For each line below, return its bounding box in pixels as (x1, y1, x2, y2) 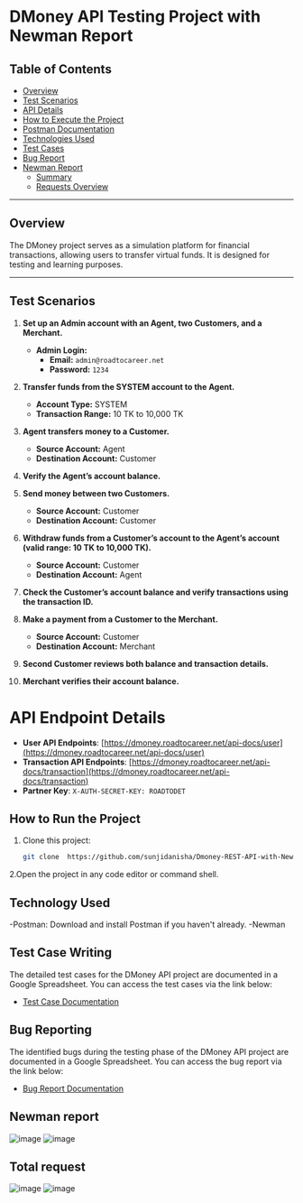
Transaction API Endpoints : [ (22, 756, 133, 767)
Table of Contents (9, 61, 113, 77)
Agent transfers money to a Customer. (22, 426, 170, 437)
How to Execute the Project (22, 115, 124, 125)
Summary (35, 171, 72, 182)
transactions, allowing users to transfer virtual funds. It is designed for (9, 249, 271, 260)
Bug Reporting (9, 1023, 93, 1038)
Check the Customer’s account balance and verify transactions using (22, 587, 289, 597)
